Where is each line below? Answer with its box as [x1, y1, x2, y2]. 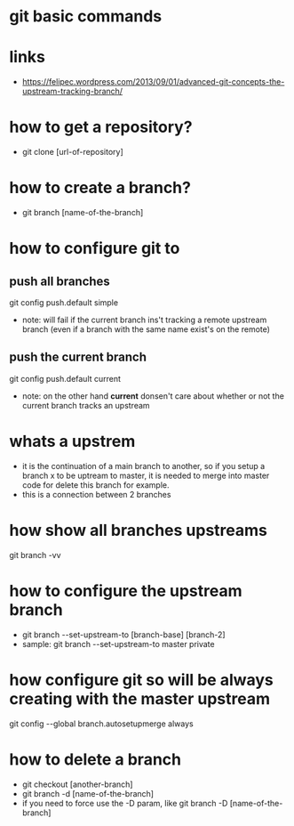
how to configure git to [9, 239, 180, 259]
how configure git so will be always [9, 669, 274, 690]
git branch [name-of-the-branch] [21, 207, 144, 217]
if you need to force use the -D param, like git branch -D [21, 798, 228, 808]
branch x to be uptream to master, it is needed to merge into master [21, 470, 270, 481]
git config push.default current [9, 373, 122, 384]
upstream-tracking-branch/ [21, 86, 123, 97]
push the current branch [9, 350, 147, 365]
